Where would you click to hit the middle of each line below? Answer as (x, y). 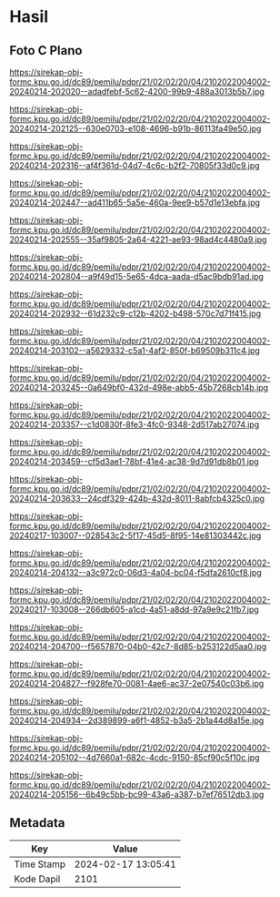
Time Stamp (40, 864)
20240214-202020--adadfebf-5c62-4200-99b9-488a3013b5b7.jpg (137, 92)
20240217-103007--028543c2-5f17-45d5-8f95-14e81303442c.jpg (135, 535)
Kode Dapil (37, 879)
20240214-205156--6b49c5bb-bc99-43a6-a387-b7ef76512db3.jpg (137, 795)
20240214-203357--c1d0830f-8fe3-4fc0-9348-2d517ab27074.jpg (135, 424)
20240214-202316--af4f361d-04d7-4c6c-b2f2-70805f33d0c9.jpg (135, 165)
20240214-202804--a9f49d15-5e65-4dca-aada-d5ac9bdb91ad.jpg (136, 276)
